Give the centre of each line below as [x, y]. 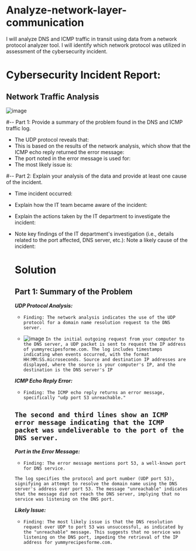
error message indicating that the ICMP [90, 423]
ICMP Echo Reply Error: [44, 380]
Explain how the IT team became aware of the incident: [81, 205]
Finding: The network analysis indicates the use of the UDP [99, 317]
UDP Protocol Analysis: [44, 305]
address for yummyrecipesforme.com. [68, 542]
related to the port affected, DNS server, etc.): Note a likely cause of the [101, 240]
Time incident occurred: [44, 193]
